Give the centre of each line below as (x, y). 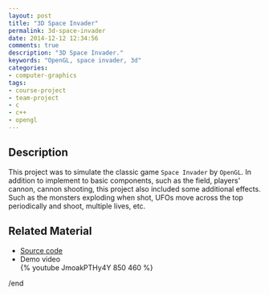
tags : (17, 83)
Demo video (40, 259)
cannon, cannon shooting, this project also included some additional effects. (134, 188)
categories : (28, 68)
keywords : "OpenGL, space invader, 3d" (75, 61)
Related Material (50, 231)
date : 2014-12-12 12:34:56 (53, 38)
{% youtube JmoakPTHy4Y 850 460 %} (87, 267)
